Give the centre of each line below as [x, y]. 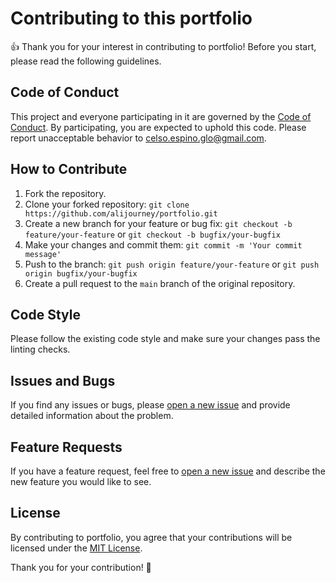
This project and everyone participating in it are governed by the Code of [161, 116]
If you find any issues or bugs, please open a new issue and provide [150, 405]
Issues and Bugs [63, 380]
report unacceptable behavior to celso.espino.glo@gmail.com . [138, 138]
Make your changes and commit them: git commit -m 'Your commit [163, 244]
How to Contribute [69, 169]
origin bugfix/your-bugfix [81, 273]
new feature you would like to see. [81, 481]
